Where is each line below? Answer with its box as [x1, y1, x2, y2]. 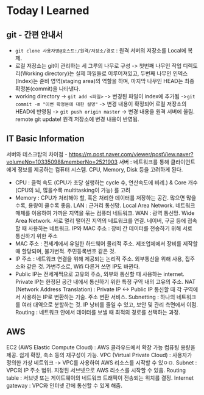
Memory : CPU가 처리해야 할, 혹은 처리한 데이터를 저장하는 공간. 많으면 [15, 194, 185, 201]
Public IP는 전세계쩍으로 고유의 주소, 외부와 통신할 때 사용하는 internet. [15, 270, 185, 278]
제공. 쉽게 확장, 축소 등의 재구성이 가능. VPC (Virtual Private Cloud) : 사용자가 [6, 351, 192, 358]
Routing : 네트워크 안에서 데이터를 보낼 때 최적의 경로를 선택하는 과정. [15, 308, 181, 316]
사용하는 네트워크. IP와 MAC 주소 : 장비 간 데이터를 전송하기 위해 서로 [28, 224, 193, 232]
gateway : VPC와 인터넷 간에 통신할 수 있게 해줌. [6, 382, 123, 389]
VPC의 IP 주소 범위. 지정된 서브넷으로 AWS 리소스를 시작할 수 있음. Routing [6, 366, 186, 374]
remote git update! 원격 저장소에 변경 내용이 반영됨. [15, 115, 139, 123]
